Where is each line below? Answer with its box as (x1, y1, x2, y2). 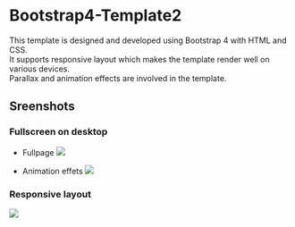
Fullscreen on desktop (9, 126, 108, 139)
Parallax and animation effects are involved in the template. (9, 72, 227, 83)
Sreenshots (9, 99, 75, 114)
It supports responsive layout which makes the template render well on (9, 54, 270, 64)
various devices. (9, 63, 70, 74)
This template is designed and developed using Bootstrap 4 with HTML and (9, 35, 288, 46)
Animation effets (21, 165, 83, 176)
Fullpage (21, 147, 55, 157)
